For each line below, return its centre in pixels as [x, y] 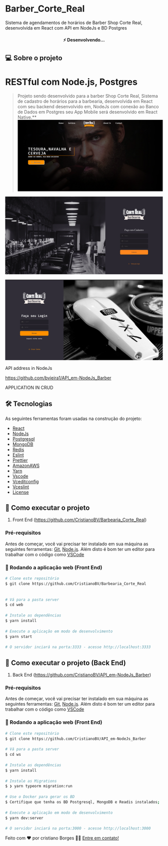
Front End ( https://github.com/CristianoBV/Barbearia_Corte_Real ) [79, 520]
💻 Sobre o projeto [34, 58]
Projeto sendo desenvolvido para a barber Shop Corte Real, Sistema [88, 96]
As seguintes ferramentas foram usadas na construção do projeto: [73, 418]
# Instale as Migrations [31, 781]
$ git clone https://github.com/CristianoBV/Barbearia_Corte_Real [76, 584]
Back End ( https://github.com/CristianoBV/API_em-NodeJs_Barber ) [82, 675]
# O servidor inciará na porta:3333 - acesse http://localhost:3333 [78, 647]
